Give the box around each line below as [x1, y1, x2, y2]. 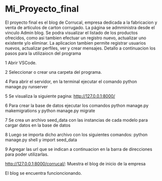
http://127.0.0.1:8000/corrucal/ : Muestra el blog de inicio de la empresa [5, 161, 146, 166]
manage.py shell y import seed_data [5, 137, 77, 143]
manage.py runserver [5, 83, 48, 89]
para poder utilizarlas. [5, 151, 49, 157]
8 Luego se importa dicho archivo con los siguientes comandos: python [5, 132, 148, 137]
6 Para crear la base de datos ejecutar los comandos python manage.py [5, 102, 149, 108]
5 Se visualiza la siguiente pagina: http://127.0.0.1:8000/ [5, 93, 115, 99]
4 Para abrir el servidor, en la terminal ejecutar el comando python [5, 79, 137, 84]
